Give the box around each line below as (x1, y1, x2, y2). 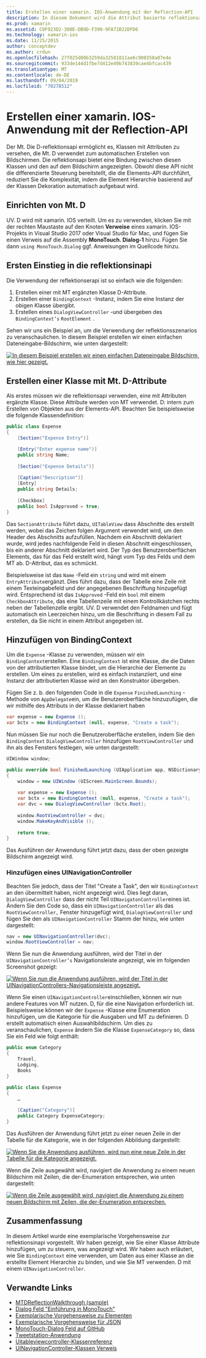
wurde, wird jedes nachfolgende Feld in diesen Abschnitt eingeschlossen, (6, 540, 193, 547)
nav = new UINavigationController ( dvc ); (6, 933, 112, 940)
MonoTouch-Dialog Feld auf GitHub (15, 1325, 105, 1332)
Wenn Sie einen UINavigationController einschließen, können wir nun (6, 994, 182, 1001)
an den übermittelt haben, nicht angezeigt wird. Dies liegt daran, (6, 889, 169, 896)
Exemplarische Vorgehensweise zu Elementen (15, 1312, 132, 1319)
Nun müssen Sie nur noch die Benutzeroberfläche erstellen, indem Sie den (6, 731, 195, 738)
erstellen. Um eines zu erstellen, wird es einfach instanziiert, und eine (6, 670, 182, 678)
